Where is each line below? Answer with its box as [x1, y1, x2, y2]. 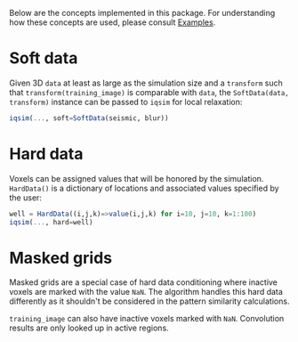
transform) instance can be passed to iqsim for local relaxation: [9, 96, 243, 107]
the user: [9, 191, 43, 203]
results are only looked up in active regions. [9, 322, 169, 333]
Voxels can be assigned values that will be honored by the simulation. [9, 173, 264, 183]
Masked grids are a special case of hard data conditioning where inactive [9, 277, 278, 288]
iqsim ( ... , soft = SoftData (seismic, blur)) [9, 113, 169, 123]
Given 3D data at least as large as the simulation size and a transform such [9, 77, 283, 88]
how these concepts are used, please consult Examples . [9, 17, 216, 28]
